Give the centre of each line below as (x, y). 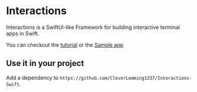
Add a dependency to (32, 77)
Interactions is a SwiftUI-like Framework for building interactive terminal (93, 27)
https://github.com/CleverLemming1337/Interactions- (126, 78)
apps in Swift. (23, 33)
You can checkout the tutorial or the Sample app (65, 45)
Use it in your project (45, 63)
